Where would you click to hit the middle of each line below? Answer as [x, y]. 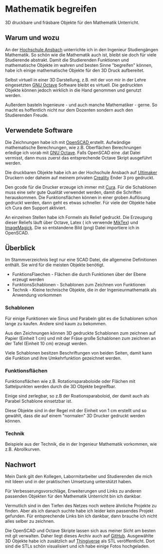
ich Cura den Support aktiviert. [36, 208]
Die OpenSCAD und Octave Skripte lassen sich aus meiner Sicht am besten [80, 531]
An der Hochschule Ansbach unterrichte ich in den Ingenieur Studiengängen [81, 49]
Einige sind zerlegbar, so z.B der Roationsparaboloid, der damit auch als [77, 396]
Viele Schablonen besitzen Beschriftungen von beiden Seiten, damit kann [79, 353]
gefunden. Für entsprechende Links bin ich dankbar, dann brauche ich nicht [81, 516]
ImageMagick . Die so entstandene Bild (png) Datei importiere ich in [72, 227]
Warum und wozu [32, 38]
